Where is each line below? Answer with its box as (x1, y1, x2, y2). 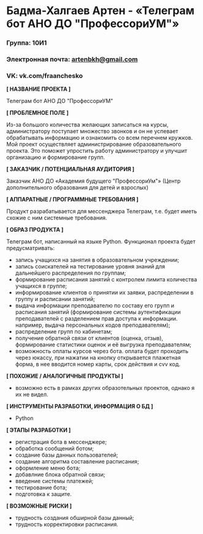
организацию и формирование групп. (6, 154, 105, 161)
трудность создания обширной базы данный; (15, 514, 134, 522)
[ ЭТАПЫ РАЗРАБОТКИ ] (6, 427, 71, 434)
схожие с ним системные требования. (6, 214, 107, 221)
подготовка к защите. (15, 490, 72, 498)
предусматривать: (6, 245, 55, 252)
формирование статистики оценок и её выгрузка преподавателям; (15, 341, 192, 348)
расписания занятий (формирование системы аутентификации (15, 308, 181, 316)
